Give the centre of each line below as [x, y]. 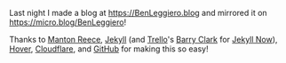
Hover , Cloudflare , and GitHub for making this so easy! [109, 49]
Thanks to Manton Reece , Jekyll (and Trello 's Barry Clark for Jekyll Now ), [143, 39]
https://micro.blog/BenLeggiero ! [68, 22]
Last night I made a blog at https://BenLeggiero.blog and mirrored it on [139, 13]
